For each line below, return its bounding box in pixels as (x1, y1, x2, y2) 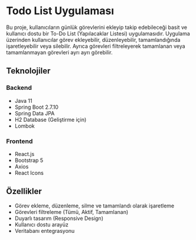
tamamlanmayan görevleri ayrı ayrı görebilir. (6, 48, 113, 56)
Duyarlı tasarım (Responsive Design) (14, 215, 103, 222)
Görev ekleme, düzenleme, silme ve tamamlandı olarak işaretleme (14, 202, 175, 209)
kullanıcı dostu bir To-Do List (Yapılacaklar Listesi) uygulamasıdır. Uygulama (6, 30, 190, 37)
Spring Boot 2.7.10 (14, 103, 59, 111)
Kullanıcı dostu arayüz (14, 220, 69, 228)
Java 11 (14, 97, 32, 104)
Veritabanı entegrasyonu (14, 227, 75, 234)
